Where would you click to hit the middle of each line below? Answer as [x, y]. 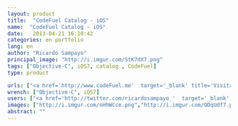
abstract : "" [27, 112]
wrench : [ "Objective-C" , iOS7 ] [53, 92]
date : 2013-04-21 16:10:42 [50, 33]
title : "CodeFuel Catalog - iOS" [58, 20]
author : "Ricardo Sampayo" [47, 53]
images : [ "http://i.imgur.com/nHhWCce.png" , [74, 105]
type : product [28, 73]
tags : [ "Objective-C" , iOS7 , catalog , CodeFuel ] [82, 66]
